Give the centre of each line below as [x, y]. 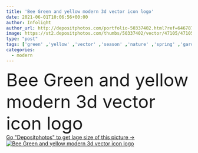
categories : [21, 50]
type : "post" [22, 39]
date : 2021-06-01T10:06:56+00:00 [47, 17]
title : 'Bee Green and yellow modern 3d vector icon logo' [80, 11]
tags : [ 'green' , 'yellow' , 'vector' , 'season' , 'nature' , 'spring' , [93, 45]
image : [14, 34]
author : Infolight [29, 22]
